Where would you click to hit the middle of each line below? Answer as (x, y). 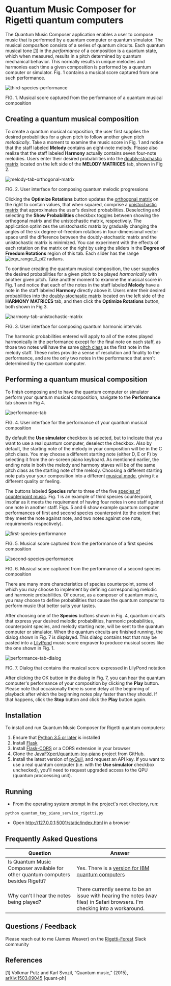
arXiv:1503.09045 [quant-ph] (36, 978)
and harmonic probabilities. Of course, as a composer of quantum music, (82, 595)
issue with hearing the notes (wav (117, 896)
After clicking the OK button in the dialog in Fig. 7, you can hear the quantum (85, 678)
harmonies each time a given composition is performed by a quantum (78, 67)
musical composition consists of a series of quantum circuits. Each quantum (85, 45)
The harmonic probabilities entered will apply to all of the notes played (79, 336)
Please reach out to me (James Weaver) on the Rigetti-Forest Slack (76, 939)
